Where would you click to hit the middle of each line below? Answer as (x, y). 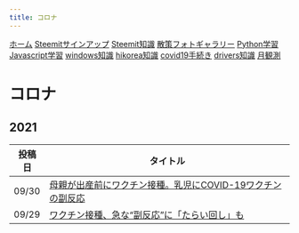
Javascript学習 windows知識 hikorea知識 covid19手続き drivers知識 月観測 (145, 55)
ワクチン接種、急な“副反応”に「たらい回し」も (146, 214)
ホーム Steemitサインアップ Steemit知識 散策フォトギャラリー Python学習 (144, 44)
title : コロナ (33, 17)
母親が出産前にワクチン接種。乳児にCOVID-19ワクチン (165, 185)
